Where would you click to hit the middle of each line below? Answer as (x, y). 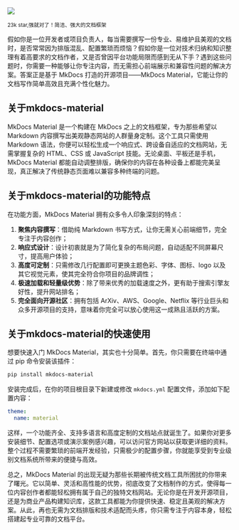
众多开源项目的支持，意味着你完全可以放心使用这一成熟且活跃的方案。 (121, 309)
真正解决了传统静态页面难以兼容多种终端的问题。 (91, 171)
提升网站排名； (58, 292)
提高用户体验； (52, 256)
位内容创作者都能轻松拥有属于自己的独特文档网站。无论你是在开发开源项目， (119, 492)
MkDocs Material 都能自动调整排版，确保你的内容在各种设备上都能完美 (111, 162)
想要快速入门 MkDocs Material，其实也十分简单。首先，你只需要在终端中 (114, 352)
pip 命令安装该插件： (46, 361)
